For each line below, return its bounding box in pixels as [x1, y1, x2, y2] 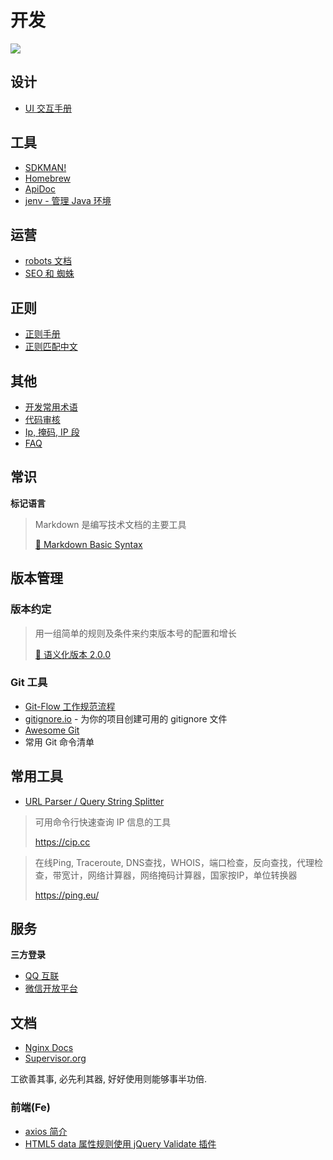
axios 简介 [24, 1125, 68, 1137]
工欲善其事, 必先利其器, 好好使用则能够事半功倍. [10, 1073, 207, 1085]
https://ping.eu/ [34, 889, 100, 901]
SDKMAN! [24, 161, 67, 173]
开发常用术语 [24, 401, 78, 413]
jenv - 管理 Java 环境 [24, 194, 112, 206]
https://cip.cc [34, 836, 91, 848]
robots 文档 [24, 255, 72, 267]
